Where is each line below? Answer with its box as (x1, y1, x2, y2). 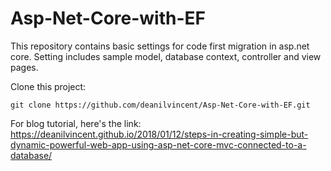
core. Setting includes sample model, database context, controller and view (10, 50, 322, 62)
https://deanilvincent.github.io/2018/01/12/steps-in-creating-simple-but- (10, 128, 309, 140)
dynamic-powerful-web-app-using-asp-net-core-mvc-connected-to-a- (10, 138, 307, 151)
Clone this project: (10, 80, 87, 92)
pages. (10, 61, 39, 73)
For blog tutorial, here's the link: (10, 117, 142, 129)
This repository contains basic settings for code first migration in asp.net (10, 40, 310, 52)
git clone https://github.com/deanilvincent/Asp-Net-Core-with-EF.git (10, 100, 311, 110)
